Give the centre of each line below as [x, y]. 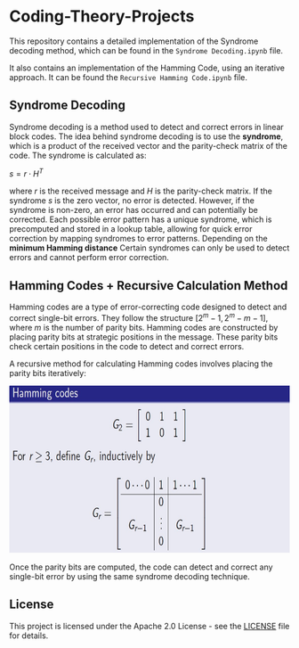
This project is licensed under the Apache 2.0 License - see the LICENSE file [149, 626]
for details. [29, 636]
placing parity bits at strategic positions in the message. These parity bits [144, 337]
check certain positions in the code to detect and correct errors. [127, 346]
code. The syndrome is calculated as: [78, 155]
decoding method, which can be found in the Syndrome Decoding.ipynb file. [146, 50]
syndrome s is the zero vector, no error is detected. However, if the [132, 201]
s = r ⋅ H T [26, 173]
